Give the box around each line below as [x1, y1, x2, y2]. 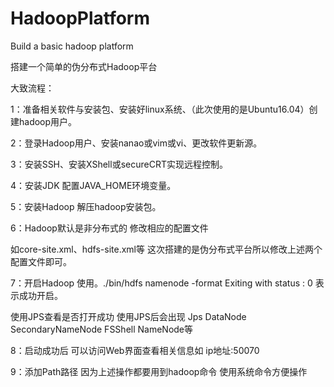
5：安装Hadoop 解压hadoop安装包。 [10, 200, 162, 212]
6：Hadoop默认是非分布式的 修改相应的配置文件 [10, 222, 209, 234]
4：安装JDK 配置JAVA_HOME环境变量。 [10, 179, 177, 191]
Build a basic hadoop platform [10, 40, 134, 52]
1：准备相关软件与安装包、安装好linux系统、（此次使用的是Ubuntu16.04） [10, 103, 310, 115]
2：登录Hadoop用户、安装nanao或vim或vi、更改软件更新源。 [10, 137, 263, 149]
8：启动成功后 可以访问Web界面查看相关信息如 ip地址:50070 [10, 344, 260, 356]
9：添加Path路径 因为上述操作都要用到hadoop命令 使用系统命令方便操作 [10, 365, 308, 377]
